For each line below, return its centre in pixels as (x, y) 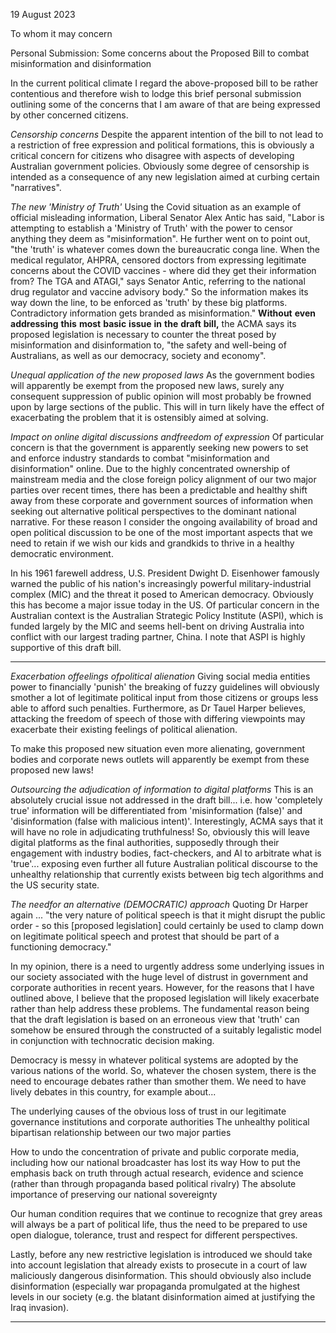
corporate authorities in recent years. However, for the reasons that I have (162, 987)
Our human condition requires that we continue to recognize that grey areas (166, 1213)
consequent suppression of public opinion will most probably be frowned (161, 396)
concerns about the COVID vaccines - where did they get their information (163, 270)
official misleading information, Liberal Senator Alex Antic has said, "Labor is (167, 217)
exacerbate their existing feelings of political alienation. (124, 729)
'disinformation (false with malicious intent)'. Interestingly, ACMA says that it (167, 821)
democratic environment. (62, 553)
